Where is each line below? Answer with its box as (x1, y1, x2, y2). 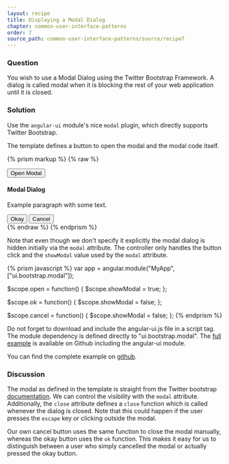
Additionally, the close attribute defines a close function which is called (7, 400, 208, 408)
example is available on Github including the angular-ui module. (7, 339, 186, 347)
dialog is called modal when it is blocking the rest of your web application (7, 81, 214, 89)
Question (7, 58, 39, 68)
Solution (7, 106, 36, 115)
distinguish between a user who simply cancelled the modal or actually (7, 442, 207, 450)
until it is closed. (7, 88, 53, 97)
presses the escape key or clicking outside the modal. (7, 414, 157, 422)
